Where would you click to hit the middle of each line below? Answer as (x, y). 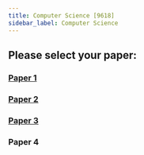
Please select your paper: (72, 55)
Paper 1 (23, 78)
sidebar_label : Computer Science (63, 23)
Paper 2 (23, 99)
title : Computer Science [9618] (61, 15)
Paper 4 (24, 141)
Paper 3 (24, 120)
